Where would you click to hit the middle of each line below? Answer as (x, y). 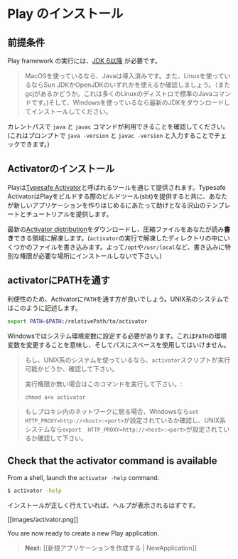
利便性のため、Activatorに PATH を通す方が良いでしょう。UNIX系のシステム (115, 299)
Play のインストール (65, 14)
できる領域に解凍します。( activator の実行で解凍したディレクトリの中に (119, 238)
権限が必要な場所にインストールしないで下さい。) (91, 255)
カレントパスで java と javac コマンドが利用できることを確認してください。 (118, 127)
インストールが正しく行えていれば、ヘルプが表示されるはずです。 (103, 506)
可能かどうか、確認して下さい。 (71, 368)
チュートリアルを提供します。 (69, 214)
